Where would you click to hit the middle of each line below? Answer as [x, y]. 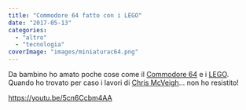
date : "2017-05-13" [40, 23]
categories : [28, 30]
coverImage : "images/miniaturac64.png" [73, 52]
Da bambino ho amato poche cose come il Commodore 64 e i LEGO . [119, 74]
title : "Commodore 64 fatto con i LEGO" [75, 15]
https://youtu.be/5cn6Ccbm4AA [60, 98]
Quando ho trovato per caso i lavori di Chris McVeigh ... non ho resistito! [124, 82]
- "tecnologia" [40, 45]
